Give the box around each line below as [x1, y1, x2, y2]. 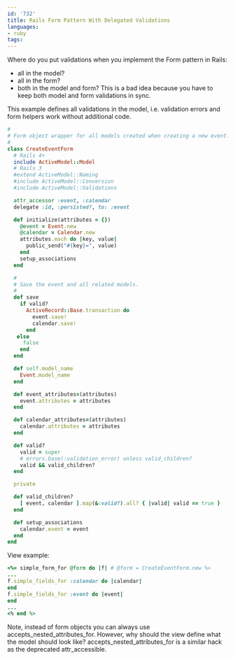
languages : [7, 23, 39, 30]
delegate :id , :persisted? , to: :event [13, 204, 130, 211]
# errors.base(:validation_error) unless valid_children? [20, 455, 192, 462]
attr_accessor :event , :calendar [13, 197, 111, 204]
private [13, 481, 36, 488]
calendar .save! [32, 320, 77, 327]
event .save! [32, 313, 68, 321]
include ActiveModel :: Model [13, 158, 96, 165]
